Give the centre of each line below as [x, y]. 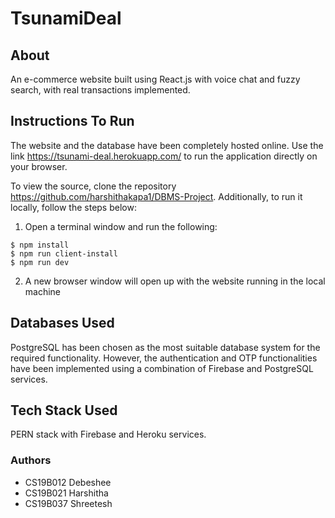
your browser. [39, 166]
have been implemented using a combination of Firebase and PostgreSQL [162, 368]
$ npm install [40, 245]
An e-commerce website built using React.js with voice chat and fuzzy [155, 79]
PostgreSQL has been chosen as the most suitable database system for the [165, 347]
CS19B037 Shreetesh [68, 503]
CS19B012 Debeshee [68, 482]
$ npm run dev [40, 262]
